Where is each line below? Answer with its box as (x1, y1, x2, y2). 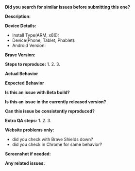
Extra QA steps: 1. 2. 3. (5, 118, 51, 123)
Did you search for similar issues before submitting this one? (5, 4, 130, 10)
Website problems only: (5, 127, 54, 133)
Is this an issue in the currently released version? (5, 99, 106, 105)
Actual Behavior (5, 71, 38, 77)
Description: (5, 14, 31, 19)
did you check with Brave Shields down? (12, 137, 93, 142)
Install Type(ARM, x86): (12, 32, 59, 38)
